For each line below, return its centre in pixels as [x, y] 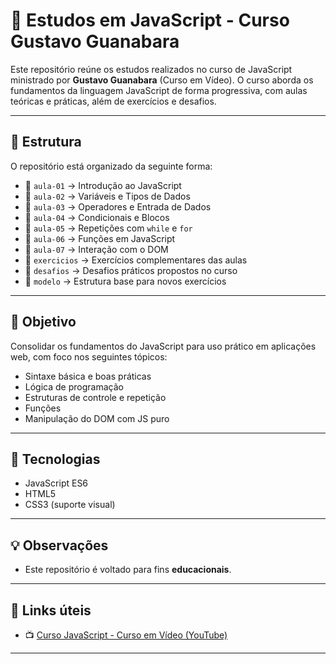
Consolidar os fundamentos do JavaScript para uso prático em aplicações [163, 346]
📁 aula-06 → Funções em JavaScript [100, 238]
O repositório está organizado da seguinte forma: [111, 166]
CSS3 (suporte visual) [70, 505]
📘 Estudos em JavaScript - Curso [150, 20]
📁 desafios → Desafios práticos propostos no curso [131, 270]
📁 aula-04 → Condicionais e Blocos [97, 217]
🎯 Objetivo [43, 322]
